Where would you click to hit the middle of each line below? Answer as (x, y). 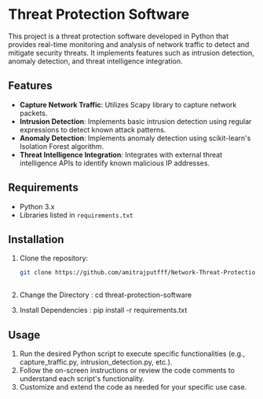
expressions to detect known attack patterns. (93, 129)
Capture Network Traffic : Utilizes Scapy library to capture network (128, 104)
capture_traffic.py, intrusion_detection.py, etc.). (96, 361)
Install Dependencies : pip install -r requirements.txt (103, 310)
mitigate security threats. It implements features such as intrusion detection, (131, 53)
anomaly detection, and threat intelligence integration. (95, 61)
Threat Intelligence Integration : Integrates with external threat (121, 154)
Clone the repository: (54, 258)
